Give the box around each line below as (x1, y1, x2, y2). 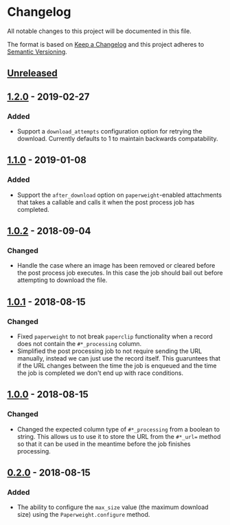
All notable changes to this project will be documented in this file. (7, 27, 192, 35)
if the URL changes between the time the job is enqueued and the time (16, 362, 217, 370)
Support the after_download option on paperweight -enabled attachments (16, 191, 222, 199)
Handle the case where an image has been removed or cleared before (16, 261, 216, 270)
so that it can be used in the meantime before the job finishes (16, 440, 191, 448)
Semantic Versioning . (7, 47, 67, 56)
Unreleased (7, 67, 58, 79)
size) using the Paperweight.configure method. (16, 511, 150, 519)
